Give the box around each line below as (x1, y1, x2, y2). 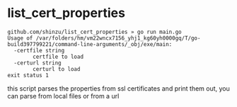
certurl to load (33, 65, 81, 72)
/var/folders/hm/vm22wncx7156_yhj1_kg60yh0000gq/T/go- (35, 34, 201, 42)
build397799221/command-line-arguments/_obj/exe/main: (7, 40, 173, 47)
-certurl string (13, 59, 62, 67)
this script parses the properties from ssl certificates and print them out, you (7, 84, 230, 93)
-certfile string (13, 47, 65, 54)
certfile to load (33, 53, 83, 60)
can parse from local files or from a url (7, 91, 120, 100)
